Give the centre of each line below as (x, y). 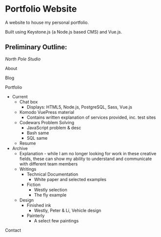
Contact (13, 230)
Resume (28, 143)
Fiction (33, 184)
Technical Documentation (52, 174)
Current (20, 96)
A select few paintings (56, 220)
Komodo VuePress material (47, 112)
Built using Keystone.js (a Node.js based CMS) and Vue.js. (64, 32)
